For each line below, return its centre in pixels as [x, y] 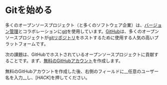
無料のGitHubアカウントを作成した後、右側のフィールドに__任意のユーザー [82, 71]
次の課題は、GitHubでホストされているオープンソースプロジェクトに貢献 [80, 54]
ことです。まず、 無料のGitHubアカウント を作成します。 [66, 60]
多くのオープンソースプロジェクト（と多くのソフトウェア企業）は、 [75, 25]
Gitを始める [29, 10]
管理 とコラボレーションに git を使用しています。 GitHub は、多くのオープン [84, 31]
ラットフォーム [20, 43]
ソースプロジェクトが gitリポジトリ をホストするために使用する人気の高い [80, 37]
